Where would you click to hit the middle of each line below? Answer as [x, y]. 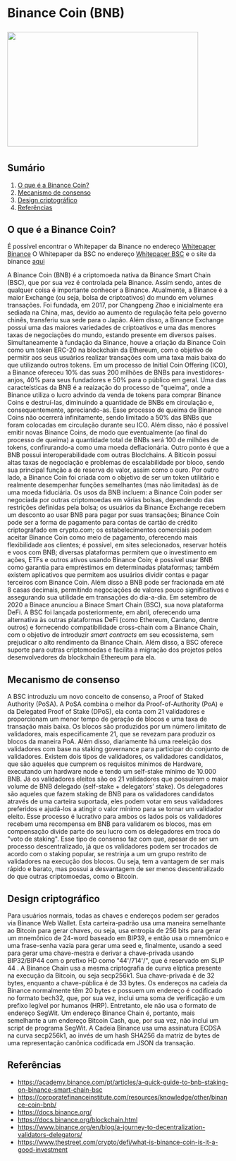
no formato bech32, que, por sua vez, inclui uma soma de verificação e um [116, 998]
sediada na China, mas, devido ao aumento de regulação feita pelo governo [117, 312]
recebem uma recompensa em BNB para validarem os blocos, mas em [110, 824]
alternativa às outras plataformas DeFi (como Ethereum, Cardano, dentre [113, 620]
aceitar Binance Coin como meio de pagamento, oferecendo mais [103, 537]
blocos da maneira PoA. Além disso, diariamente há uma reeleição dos [110, 741]
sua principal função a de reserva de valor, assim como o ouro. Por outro [113, 470]
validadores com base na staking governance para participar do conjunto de [118, 749]
